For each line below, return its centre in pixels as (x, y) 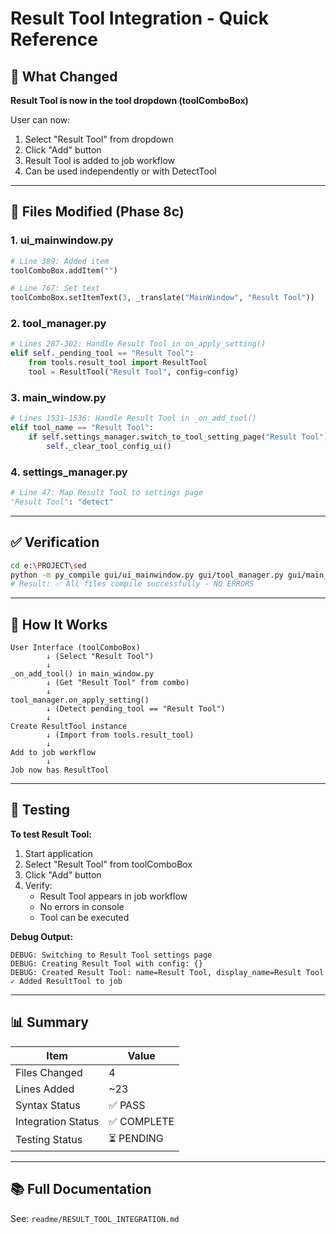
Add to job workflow (53, 753)
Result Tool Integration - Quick (139, 18)
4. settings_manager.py (69, 472)
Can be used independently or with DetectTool (120, 171)
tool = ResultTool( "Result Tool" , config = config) (134, 372)
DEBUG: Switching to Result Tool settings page (111, 955)
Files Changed (49, 1072)
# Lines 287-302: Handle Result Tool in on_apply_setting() (138, 344)
